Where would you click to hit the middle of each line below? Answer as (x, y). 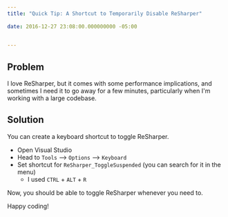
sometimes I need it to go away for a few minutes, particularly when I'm (109, 91)
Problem (26, 67)
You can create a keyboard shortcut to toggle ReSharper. (88, 136)
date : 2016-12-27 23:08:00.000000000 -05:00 (72, 26)
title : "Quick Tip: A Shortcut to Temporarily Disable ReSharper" (105, 13)
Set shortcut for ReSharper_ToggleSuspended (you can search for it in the (119, 164)
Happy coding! (28, 206)
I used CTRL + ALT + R (57, 179)
